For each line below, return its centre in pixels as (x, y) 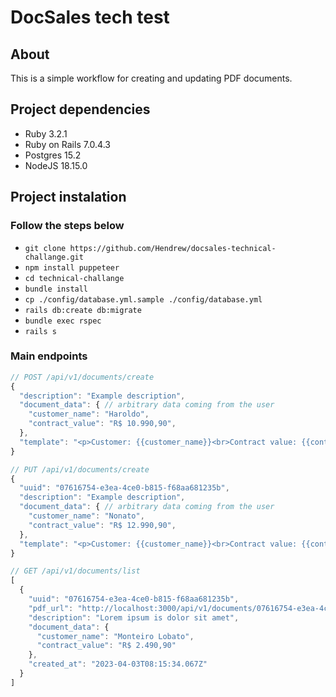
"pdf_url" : (51, 608)
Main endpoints (49, 356)
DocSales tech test (90, 17)
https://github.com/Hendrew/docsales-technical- (173, 248)
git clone (45, 248)
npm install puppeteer (72, 267)
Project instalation (68, 197)
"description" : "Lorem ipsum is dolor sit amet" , (134, 617)
